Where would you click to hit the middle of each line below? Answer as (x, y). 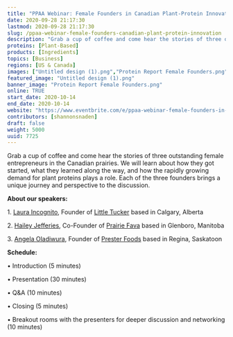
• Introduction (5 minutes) (44, 266)
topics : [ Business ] (35, 59)
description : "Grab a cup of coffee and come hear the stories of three (114, 40)
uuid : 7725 (23, 136)
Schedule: (22, 252)
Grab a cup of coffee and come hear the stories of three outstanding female (115, 156)
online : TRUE (26, 91)
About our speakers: (37, 199)
